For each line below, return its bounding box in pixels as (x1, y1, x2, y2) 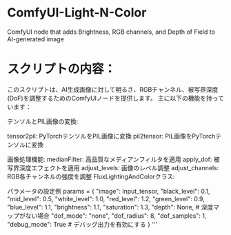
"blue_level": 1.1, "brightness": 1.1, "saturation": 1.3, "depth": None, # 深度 (7, 203, 214, 211)
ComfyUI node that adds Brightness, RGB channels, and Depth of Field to (7, 28, 216, 36)
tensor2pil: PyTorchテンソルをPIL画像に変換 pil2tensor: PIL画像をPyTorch (7, 132, 216, 140)
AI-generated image (7, 34, 64, 43)
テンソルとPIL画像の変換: (7, 117, 79, 125)
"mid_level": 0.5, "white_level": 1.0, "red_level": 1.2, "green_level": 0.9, (7, 194, 205, 203)
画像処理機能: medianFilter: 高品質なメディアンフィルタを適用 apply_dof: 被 (7, 155, 221, 163)
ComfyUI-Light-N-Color (7, 5, 147, 21)
